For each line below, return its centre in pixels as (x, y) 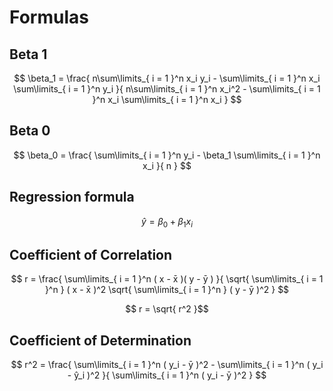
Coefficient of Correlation (91, 254)
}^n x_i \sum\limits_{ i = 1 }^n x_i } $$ (167, 99)
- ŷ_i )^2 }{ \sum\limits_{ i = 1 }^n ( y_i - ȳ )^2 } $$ (167, 375)
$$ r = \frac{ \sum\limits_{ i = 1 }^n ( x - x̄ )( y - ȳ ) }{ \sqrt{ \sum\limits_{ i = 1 (167, 279)
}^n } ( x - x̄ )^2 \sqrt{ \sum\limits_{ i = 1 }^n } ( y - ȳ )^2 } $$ (167, 290)
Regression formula (72, 197)
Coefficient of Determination (100, 340)
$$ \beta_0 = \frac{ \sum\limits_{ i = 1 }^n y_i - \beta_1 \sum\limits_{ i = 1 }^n (167, 155)
